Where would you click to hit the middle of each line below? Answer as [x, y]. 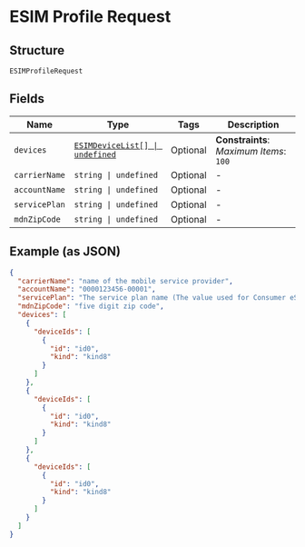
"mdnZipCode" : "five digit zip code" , [91, 306]
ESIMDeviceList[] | [116, 145]
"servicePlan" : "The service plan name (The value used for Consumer [152, 298]
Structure [37, 50]
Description [253, 124]
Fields [27, 99]
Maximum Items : [251, 151]
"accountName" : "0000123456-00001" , [87, 289]
